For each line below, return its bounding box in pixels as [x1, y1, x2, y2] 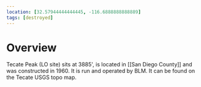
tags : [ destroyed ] [6, 15, 53, 21]
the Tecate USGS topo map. [6, 74, 77, 81]
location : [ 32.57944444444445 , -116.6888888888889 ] [6, 9, 141, 15]
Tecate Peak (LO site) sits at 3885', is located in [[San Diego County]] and [6, 61, 192, 68]
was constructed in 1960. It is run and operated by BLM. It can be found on [6, 68, 195, 75]
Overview [6, 41, 57, 55]
